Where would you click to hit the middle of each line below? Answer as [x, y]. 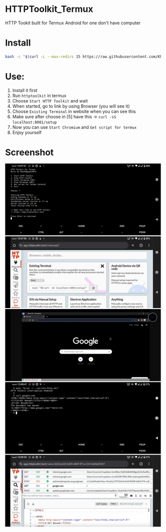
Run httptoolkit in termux [39, 96]
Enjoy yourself [27, 132]
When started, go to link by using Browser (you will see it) [71, 106]
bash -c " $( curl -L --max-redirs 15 [43, 56]
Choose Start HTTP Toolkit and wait [50, 101]
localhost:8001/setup [34, 122]
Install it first [25, 90]
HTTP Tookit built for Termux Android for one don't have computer [73, 23]
